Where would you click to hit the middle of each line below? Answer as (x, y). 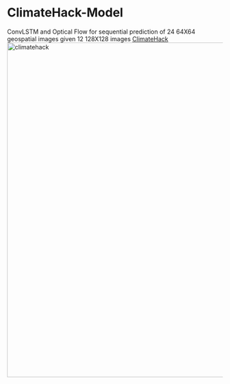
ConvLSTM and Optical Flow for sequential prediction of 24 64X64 (101, 32)
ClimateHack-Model (65, 13)
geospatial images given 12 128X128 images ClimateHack (88, 38)
